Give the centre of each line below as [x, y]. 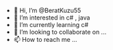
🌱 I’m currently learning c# [51, 25]
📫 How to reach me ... [45, 40]
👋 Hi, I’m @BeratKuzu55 [47, 10]
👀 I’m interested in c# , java [52, 18]
